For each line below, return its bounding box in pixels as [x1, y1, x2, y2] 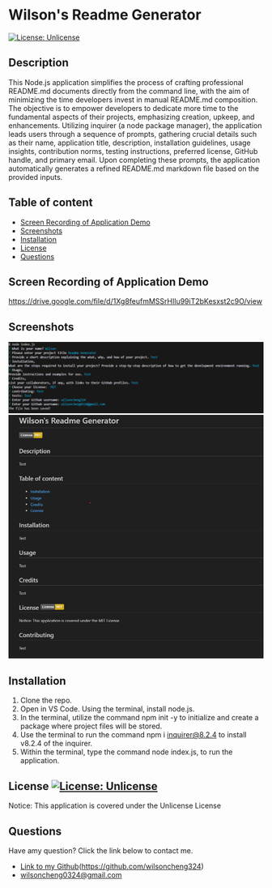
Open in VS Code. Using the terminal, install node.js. [19, 704, 195, 714]
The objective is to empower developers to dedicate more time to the [8, 103, 239, 113]
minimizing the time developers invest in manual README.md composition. [8, 95, 258, 105]
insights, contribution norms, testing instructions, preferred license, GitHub [8, 146, 258, 156]
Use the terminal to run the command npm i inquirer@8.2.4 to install [19, 730, 247, 740]
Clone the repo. [19, 695, 73, 706]
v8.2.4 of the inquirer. [19, 739, 93, 749]
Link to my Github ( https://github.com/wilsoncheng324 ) [19, 861, 204, 872]
